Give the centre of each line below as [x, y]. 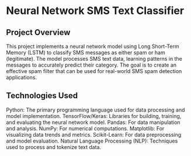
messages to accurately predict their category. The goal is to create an [91, 65]
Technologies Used [42, 96]
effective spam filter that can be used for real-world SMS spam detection [94, 71]
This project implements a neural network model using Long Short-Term [93, 46]
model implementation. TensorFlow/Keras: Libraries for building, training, [94, 116]
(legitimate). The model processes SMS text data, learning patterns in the [94, 59]
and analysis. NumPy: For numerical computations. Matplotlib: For [85, 128]
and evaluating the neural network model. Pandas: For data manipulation [93, 122]
